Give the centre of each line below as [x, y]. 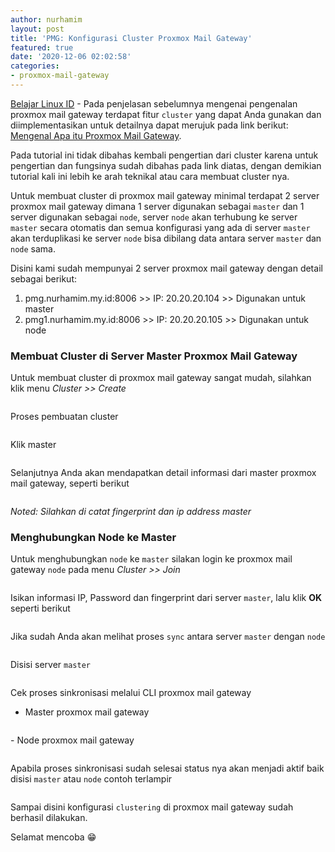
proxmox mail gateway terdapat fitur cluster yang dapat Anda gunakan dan [166, 114]
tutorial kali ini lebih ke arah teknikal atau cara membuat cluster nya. [150, 176]
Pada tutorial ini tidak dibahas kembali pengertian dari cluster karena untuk [164, 155]
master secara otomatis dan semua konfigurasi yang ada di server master [160, 227]
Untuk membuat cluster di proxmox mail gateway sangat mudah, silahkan [161, 378]
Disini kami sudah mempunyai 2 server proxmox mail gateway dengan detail [166, 268]
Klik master [33, 445]
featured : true [42, 47]
